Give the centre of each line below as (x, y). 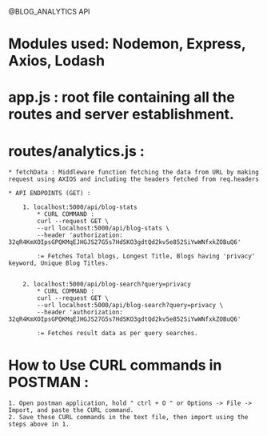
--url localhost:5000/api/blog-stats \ (104, 228)
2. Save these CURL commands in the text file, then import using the (128, 418)
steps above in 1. (39, 424)
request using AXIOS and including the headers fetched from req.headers (134, 179)
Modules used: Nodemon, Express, (127, 44)
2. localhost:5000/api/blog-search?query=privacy (107, 284)
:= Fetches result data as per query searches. (118, 334)
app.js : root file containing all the (122, 97)
